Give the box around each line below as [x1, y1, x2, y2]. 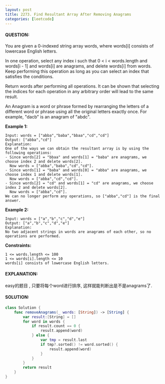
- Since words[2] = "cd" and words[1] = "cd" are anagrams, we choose [5, 180, 154, 186]
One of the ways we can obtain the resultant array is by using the [5, 146, 149, 151]
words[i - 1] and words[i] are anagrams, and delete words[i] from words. [5, 63, 152, 69]
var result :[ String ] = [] [23, 314, 77, 320]
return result [23, 365, 52, 370]
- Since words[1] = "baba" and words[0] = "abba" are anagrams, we [5, 167, 147, 172]
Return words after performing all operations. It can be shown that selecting [5, 83, 160, 89]
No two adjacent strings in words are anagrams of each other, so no [5, 229, 152, 234]
